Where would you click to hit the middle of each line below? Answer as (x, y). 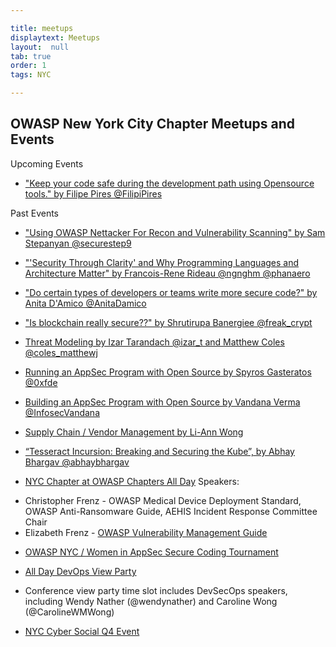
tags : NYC (31, 75)
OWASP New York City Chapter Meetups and (153, 124)
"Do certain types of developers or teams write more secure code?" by (171, 292)
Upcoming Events (47, 163)
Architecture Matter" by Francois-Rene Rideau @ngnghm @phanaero (167, 273)
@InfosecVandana (62, 412)
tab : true (31, 56)
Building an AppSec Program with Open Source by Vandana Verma (162, 402)
